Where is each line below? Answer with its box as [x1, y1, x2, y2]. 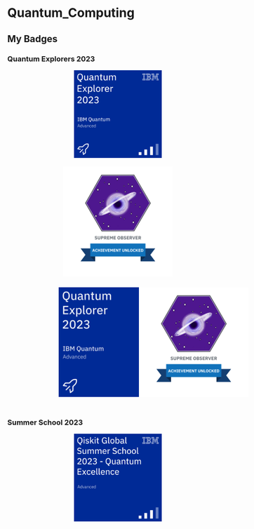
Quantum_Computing [7, 5, 135, 21]
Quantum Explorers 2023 [7, 54, 95, 64]
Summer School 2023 [7, 417, 83, 427]
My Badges [7, 33, 58, 45]
